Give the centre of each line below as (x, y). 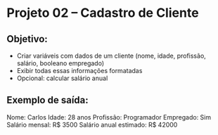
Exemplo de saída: (47, 100)
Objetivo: (27, 39)
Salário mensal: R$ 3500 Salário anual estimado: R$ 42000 (92, 124)
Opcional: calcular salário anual (62, 78)
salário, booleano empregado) (60, 63)
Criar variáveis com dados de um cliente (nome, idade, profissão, (111, 56)
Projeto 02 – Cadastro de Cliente (103, 13)
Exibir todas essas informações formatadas (79, 71)
